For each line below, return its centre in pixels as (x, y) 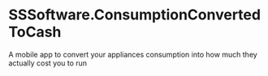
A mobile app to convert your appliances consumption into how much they (133, 54)
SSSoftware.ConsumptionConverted (135, 15)
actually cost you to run (48, 63)
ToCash (35, 32)
